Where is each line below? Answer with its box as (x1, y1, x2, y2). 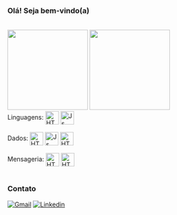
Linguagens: (7, 113, 44, 122)
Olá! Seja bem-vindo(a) (7, 6, 90, 16)
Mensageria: (7, 155, 44, 164)
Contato (7, 184, 36, 194)
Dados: (7, 134, 29, 142)
